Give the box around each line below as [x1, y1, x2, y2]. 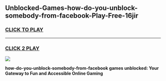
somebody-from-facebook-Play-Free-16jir [5, 12, 138, 20]
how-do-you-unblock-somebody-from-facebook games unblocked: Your [5, 65, 159, 71]
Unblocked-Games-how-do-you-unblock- [5, 4, 138, 12]
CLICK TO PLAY [5, 27, 43, 33]
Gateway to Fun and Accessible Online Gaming [5, 70, 103, 76]
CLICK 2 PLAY [5, 45, 40, 52]
